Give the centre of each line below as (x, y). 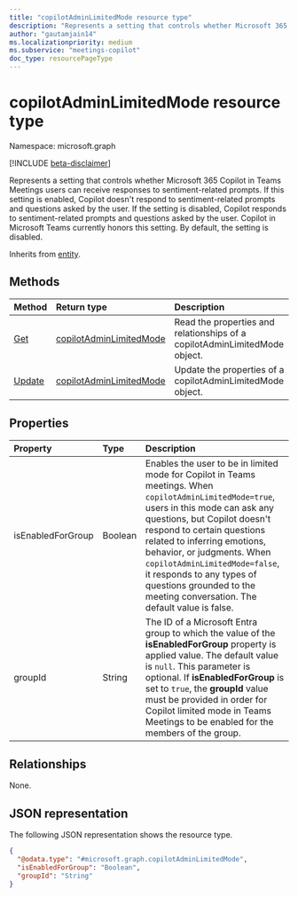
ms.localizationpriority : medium (71, 42)
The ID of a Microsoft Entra (201, 622)
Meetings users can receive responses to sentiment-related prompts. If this (147, 189)
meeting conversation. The (201, 596)
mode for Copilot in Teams (200, 474)
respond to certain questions (205, 530)
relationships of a (210, 333)
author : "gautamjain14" (53, 34)
